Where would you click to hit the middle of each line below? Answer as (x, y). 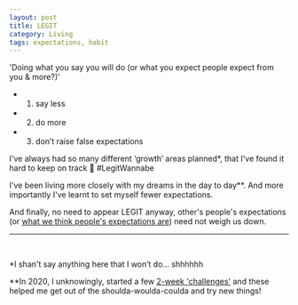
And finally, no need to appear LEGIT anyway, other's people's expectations (148, 212)
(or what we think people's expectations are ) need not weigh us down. (138, 221)
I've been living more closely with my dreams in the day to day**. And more (146, 185)
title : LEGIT (33, 26)
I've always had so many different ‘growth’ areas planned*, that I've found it (147, 159)
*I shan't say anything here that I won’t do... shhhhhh (106, 264)
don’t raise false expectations (89, 141)
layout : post (33, 17)
